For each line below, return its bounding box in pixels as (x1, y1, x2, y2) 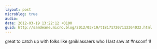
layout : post (5, 7, 31, 12)
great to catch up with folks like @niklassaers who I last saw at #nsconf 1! (5, 38, 151, 44)
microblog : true (5, 12, 38, 16)
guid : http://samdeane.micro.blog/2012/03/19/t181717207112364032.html (5, 25, 152, 30)
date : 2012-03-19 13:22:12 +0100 (5, 20, 72, 26)
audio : (5, 16, 18, 21)
